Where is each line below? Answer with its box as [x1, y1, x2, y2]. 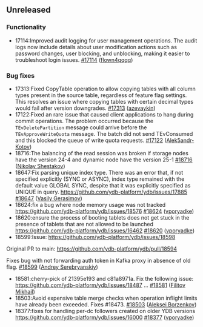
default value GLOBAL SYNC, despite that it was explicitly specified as [15, 181, 191, 189]
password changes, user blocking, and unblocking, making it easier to [15, 50, 190, 57]
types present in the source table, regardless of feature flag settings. [15, 91, 187, 99]
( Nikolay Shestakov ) [15, 162, 65, 169]
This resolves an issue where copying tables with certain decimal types [15, 98, 194, 105]
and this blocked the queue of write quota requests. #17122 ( [15, 137, 167, 144]
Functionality [6, 23, 47, 32]
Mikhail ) [15, 288, 35, 295]
